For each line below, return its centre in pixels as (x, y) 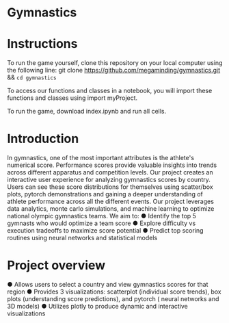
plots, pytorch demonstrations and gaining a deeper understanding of (105, 194)
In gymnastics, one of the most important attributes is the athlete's (101, 158)
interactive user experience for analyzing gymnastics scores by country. (109, 180)
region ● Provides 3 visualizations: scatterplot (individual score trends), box (114, 292)
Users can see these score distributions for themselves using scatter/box (110, 187)
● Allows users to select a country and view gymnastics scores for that (108, 284)
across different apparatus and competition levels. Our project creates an (110, 172)
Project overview (56, 266)
